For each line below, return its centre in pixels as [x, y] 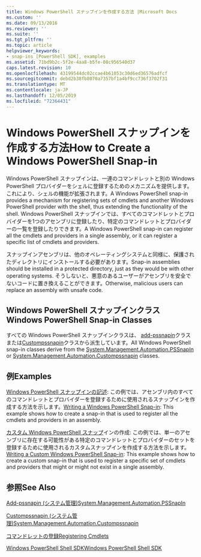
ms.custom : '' [24, 17]
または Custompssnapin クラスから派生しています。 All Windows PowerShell [98, 342]
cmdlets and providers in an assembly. [54, 420]
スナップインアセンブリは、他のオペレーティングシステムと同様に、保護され [100, 254]
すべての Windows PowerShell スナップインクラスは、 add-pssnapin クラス [98, 335]
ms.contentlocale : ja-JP [37, 90]
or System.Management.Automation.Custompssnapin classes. [83, 356]
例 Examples [29, 376]
